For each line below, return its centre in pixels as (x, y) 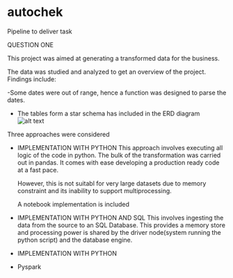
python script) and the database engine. (75, 240)
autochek (35, 12)
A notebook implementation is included (73, 204)
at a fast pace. (38, 170)
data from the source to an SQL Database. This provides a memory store (121, 225)
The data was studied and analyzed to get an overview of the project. (107, 72)
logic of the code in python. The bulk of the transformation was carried (119, 155)
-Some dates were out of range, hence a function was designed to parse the (117, 92)
